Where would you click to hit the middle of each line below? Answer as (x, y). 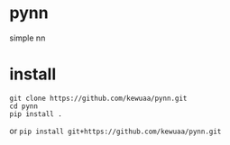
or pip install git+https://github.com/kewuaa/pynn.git (115, 131)
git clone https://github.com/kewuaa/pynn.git (98, 98)
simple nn (28, 38)
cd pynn (24, 106)
